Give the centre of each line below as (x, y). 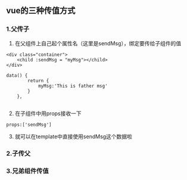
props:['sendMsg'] (29, 125)
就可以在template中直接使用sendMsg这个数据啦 (74, 136)
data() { (17, 75)
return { (38, 80)
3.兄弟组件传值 (27, 170)
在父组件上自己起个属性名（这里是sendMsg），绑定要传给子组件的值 (98, 43)
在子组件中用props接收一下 (48, 113)
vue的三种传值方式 (41, 11)
